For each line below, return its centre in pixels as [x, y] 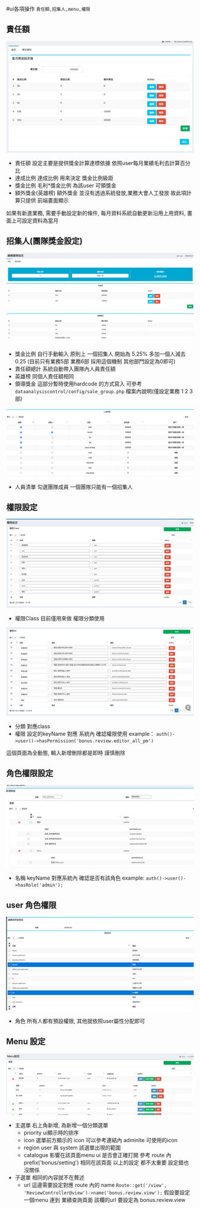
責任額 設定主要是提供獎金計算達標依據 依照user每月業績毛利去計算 [97, 163]
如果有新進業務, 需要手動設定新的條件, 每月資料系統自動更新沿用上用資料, [96, 213]
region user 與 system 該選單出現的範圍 [72, 1147]
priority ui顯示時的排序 [51, 1133]
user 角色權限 [31, 905]
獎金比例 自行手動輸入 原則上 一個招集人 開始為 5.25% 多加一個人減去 [100, 354]
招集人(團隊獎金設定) [44, 241]
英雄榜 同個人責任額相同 [44, 376]
